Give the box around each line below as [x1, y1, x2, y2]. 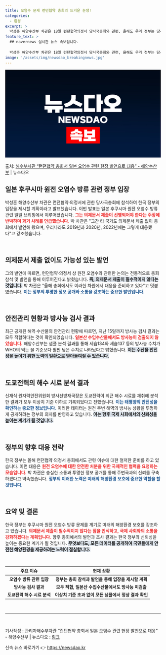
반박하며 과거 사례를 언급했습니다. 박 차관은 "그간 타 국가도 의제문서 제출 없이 [5, 218, 153, 224]
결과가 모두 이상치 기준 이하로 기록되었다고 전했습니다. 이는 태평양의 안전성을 [10, 399, 158, 405]
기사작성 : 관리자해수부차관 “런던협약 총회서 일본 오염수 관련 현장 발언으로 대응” [5, 628, 158, 634]
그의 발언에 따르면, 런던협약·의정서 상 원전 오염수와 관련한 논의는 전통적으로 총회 [5, 270, 160, 276]
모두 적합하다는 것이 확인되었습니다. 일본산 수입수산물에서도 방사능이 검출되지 [5, 334, 154, 340]
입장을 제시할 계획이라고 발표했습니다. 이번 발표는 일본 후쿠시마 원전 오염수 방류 [5, 205, 158, 211]
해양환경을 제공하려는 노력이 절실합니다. [14, 546, 90, 552]
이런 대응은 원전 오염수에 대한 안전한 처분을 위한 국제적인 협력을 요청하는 [19, 463, 158, 469]
